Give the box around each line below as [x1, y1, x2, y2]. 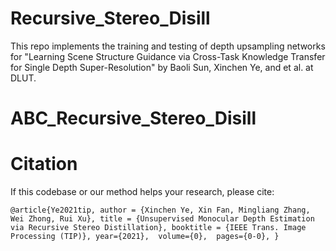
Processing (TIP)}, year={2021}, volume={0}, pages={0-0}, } [10, 232, 280, 242]
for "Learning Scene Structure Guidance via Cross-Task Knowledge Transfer [10, 50, 326, 62]
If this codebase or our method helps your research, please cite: [10, 186, 275, 198]
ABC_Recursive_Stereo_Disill [10, 107, 257, 130]
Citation [10, 153, 78, 176]
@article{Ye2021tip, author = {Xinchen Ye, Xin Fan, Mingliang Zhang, [10, 205, 311, 216]
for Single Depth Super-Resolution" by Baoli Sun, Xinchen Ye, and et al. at [10, 61, 314, 73]
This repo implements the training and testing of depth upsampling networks [10, 40, 326, 52]
